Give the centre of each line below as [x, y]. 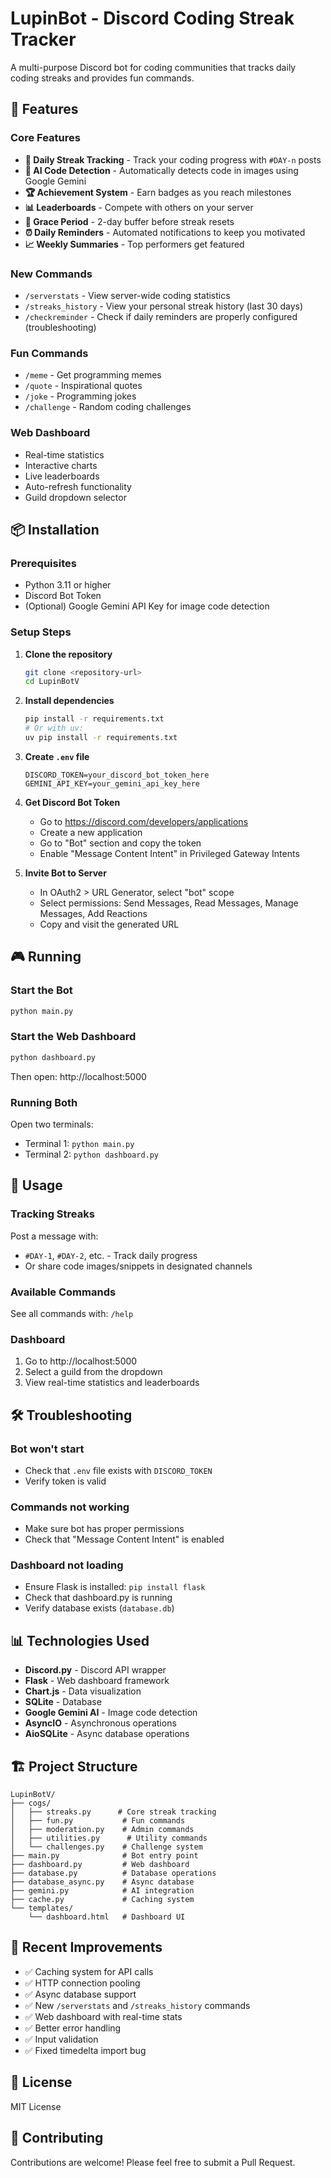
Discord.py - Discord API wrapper [95, 1670]
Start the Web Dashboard [73, 1037]
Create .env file [57, 756]
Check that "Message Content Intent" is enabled [124, 1539]
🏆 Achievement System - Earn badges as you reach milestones [158, 192]
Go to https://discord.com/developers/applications [144, 821]
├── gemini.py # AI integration [102, 1891]
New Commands [51, 274]
